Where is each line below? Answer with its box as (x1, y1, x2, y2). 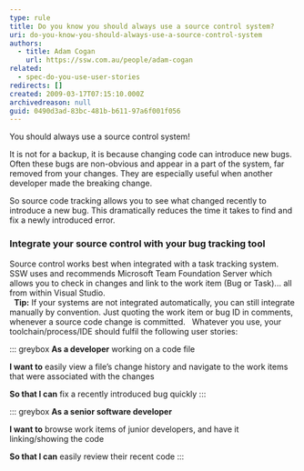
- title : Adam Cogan (17, 47, 96, 56)
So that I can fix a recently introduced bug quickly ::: (9, 388, 207, 399)
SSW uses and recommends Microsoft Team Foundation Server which (9, 267, 273, 278)
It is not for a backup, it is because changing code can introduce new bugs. (9, 149, 293, 160)
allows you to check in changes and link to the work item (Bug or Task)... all (9, 277, 293, 288)
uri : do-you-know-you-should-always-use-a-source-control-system (9, 30, 262, 39)
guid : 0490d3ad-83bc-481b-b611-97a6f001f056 (9, 106, 181, 115)
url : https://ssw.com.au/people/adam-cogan (25, 55, 194, 65)
